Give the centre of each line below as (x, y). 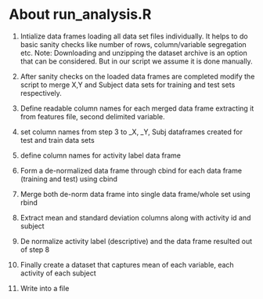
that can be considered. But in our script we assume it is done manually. (136, 61)
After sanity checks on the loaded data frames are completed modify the (137, 76)
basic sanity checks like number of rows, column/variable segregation (133, 44)
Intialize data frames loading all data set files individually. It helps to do (134, 36)
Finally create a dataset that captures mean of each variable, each (127, 264)
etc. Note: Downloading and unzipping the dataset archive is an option (133, 53)
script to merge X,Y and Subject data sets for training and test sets (128, 85)
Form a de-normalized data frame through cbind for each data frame (131, 170)
